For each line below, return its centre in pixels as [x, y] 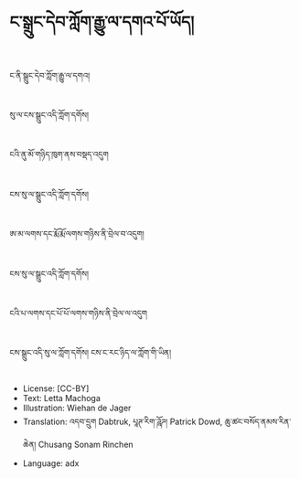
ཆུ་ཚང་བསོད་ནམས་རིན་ [258, 421]
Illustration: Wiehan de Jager [77, 408]
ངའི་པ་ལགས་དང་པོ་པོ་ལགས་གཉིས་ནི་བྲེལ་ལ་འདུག [79, 313]
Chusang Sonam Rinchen [86, 444]
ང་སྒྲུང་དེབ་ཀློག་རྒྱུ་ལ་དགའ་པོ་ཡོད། [102, 22]
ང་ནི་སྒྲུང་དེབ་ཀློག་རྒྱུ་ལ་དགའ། [50, 75]
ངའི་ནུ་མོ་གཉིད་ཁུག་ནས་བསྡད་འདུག [59, 154]
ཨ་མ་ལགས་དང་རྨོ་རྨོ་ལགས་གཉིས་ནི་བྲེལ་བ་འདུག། [77, 234]
